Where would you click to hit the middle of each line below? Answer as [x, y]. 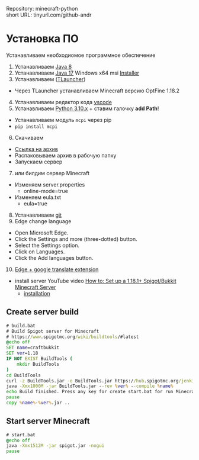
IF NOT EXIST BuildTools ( [39, 359]
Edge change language [43, 221]
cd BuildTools [24, 375]
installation [37, 293]
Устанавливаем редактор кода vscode [63, 102]
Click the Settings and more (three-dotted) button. [76, 239]
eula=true [35, 203]
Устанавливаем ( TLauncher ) [50, 79]
